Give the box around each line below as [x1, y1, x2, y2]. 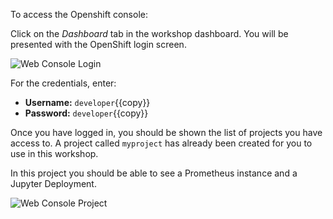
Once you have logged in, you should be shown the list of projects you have [10, 127, 323, 138]
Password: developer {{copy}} [24, 107, 149, 119]
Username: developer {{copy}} [24, 97, 151, 108]
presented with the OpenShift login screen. [10, 39, 187, 50]
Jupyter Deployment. [10, 178, 97, 189]
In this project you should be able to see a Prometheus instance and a [10, 167, 298, 179]
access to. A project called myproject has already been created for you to [10, 137, 313, 149]
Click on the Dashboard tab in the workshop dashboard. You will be [10, 28, 289, 39]
